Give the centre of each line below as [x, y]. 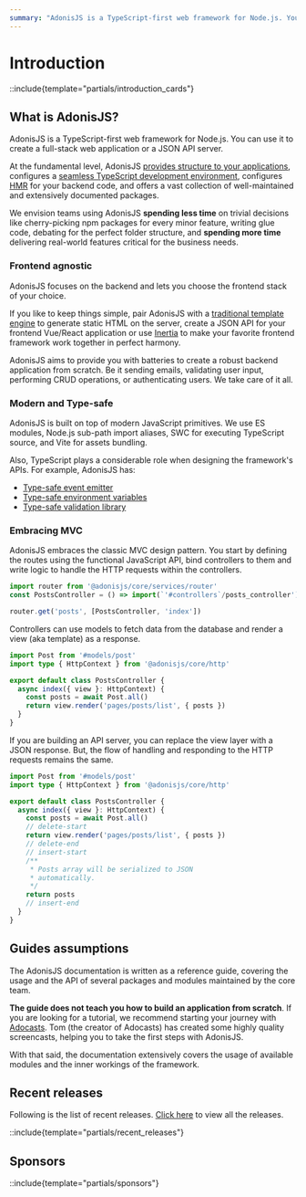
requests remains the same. [61, 760]
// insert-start [57, 852]
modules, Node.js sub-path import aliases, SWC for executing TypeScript [147, 432]
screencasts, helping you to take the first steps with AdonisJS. [127, 1036]
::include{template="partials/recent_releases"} [97, 1132]
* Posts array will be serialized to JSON [112, 869]
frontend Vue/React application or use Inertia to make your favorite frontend [152, 332]
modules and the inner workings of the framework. [105, 1064]
